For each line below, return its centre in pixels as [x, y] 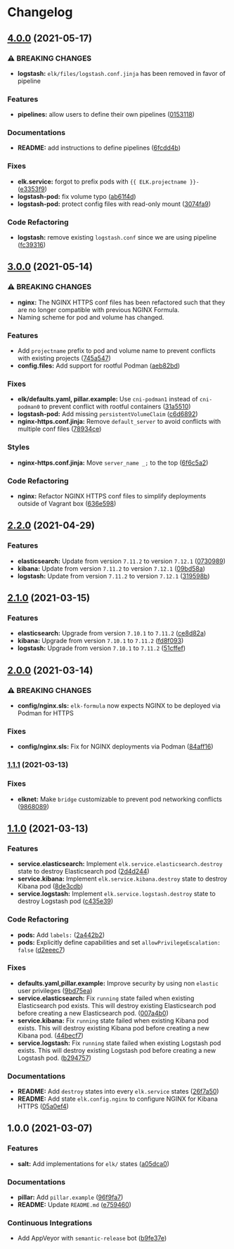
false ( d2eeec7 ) [41, 950]
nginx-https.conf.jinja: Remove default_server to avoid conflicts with [119, 422]
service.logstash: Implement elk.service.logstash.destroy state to [116, 894]
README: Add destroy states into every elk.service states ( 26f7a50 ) [118, 1092]
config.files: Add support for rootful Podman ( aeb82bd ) [99, 365]
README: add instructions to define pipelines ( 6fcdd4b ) [99, 148]
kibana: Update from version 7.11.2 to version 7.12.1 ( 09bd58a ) [111, 568]
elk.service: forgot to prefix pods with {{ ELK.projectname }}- [108, 181]
